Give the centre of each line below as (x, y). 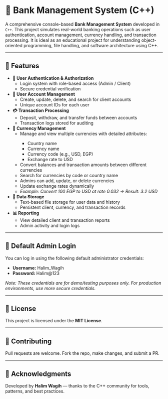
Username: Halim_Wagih (38, 268)
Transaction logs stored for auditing (57, 123)
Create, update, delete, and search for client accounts (75, 99)
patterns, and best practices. (35, 391)
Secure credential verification (50, 89)
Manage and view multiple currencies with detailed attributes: (83, 134)
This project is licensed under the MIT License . (54, 321)
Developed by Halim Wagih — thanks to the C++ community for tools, (77, 386)
